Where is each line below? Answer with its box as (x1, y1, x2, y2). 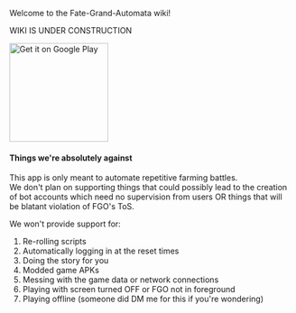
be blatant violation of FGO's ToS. (9, 201, 135, 212)
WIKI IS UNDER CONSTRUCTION (9, 25, 133, 35)
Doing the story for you (22, 255, 109, 266)
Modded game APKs (22, 265, 99, 276)
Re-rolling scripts (22, 236, 88, 247)
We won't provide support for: (9, 218, 122, 229)
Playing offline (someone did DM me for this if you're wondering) (22, 293, 264, 305)
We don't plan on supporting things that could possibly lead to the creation (9, 182, 288, 193)
